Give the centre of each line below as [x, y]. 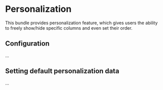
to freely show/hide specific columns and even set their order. [69, 28]
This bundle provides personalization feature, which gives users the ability [81, 23]
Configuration [27, 44]
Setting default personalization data [62, 71]
